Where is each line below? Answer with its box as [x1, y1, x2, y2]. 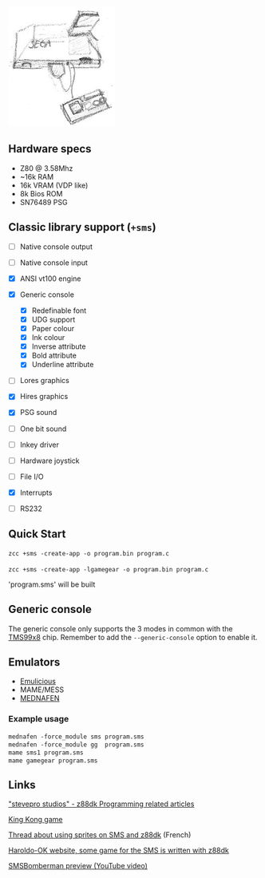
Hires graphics [19, 392, 69, 401]
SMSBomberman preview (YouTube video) [8, 861, 148, 871]
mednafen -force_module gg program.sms [8, 741, 145, 749]
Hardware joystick [19, 456, 80, 465]
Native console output [19, 242, 93, 251]
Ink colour [31, 333, 65, 342]
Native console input [19, 258, 88, 267]
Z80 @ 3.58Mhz [19, 163, 73, 173]
